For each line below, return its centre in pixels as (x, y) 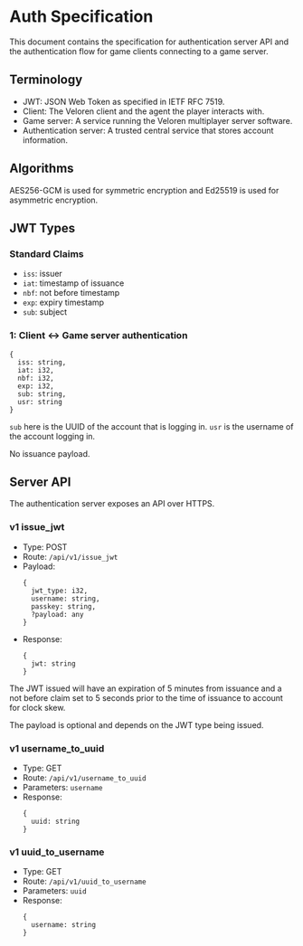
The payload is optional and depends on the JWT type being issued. (137, 724)
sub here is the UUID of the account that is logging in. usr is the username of (151, 426)
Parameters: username (62, 787)
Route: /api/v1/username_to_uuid (84, 777)
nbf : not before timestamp (71, 293)
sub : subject (45, 312)
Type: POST (45, 547)
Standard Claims (47, 253)
